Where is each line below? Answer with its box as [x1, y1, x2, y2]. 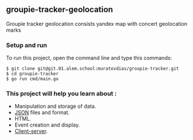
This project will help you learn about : [6, 90, 117, 98]
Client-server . [14, 128, 48, 135]
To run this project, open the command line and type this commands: [6, 54, 173, 62]
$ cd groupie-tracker [6, 71, 59, 77]
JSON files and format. [14, 109, 70, 116]
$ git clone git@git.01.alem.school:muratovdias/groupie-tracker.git [6, 66, 180, 72]
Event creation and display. [14, 121, 80, 128]
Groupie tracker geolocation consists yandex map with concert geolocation [6, 20, 188, 27]
